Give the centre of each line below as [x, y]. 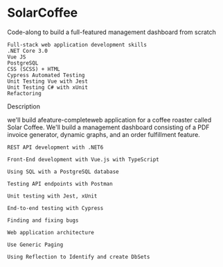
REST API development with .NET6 [55, 147]
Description [24, 106]
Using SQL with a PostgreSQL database [63, 172]
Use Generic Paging [35, 245]
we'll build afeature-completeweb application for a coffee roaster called [109, 120]
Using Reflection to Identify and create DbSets [79, 257]
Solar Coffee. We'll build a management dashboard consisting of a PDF [108, 127]
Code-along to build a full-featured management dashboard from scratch [112, 32]
